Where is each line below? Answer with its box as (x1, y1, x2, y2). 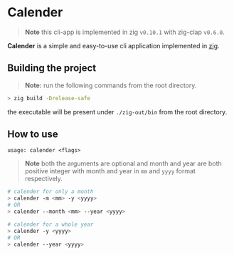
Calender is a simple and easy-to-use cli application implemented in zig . (7, 41, 220, 50)
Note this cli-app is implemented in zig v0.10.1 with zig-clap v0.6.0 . (24, 28, 225, 36)
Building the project (7, 62, 97, 75)
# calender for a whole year (7, 221, 94, 228)
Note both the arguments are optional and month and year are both (24, 159, 222, 168)
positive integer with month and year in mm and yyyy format (24, 167, 196, 175)
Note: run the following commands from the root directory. (24, 81, 197, 89)
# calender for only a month (7, 188, 94, 195)
